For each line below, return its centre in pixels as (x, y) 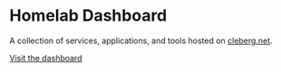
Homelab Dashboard (88, 16)
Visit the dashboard (46, 58)
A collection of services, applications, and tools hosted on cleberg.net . (141, 40)
